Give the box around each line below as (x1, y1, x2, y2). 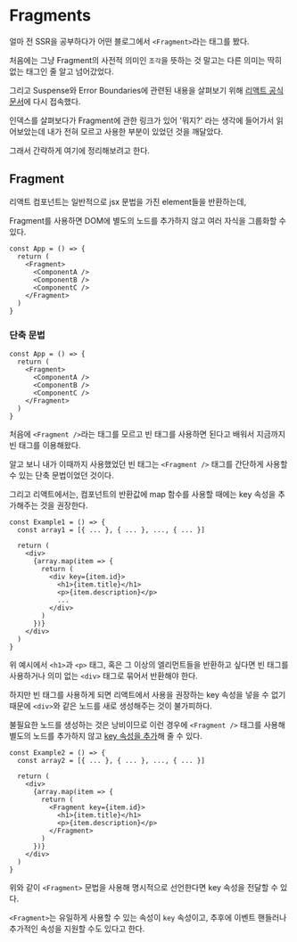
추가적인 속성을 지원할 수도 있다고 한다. (9, 923, 145, 934)
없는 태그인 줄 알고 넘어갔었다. (9, 66, 114, 77)
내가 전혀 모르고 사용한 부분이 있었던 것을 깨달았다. (47, 126, 224, 136)
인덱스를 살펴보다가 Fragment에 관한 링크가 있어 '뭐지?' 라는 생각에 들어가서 (9, 115, 275, 126)
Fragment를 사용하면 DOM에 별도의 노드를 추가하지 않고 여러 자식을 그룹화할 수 (9, 215, 287, 225)
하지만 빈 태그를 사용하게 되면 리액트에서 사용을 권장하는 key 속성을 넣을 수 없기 (9, 690, 286, 700)
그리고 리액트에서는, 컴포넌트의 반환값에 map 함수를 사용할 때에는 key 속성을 (9, 489, 276, 500)
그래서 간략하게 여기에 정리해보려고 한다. (9, 144, 150, 156)
